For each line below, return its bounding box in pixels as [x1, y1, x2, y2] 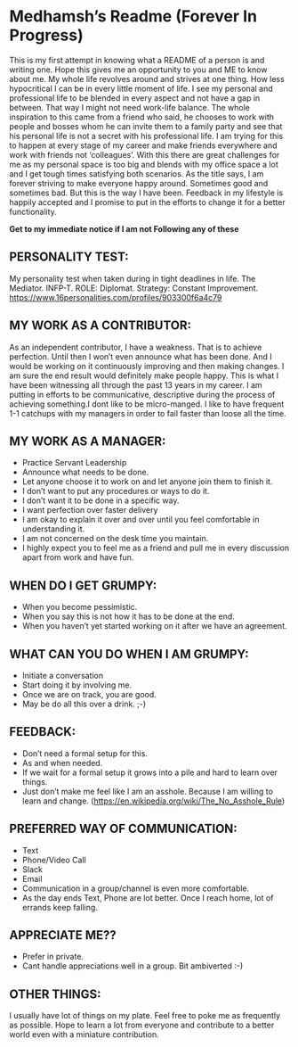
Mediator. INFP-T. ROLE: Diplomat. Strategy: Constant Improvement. [9, 283, 259, 293]
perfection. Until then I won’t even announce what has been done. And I [9, 350, 273, 362]
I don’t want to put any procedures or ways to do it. [21, 486, 210, 497]
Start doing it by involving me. [21, 680, 132, 690]
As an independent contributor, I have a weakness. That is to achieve [9, 342, 262, 352]
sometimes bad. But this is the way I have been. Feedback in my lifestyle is [9, 187, 284, 198]
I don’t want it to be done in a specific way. [21, 495, 180, 506]
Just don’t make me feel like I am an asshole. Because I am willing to [21, 786, 274, 796]
